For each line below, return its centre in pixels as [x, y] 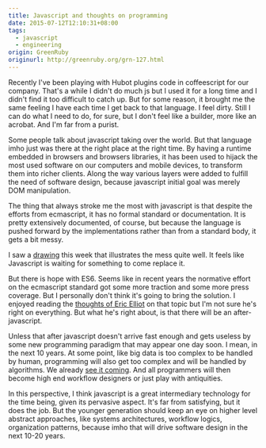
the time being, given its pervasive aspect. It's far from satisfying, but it [124, 402]
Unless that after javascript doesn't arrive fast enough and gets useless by [129, 336]
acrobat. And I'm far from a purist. [64, 124]
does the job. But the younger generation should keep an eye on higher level [133, 410]
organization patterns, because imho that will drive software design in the [128, 427]
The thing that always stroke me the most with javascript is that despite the [131, 205]
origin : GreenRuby [38, 52]
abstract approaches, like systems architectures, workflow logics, [116, 419]
